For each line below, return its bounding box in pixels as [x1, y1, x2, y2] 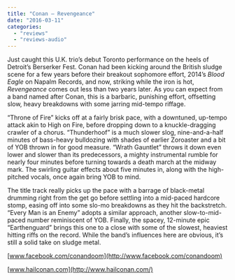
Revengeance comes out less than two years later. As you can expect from [7, 85, 223, 94]
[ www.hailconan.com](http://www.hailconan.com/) [7, 265, 154, 274]
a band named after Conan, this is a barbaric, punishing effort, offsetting [7, 92, 216, 101]
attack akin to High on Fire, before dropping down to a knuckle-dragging [7, 121, 216, 129]
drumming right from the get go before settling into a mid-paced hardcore [7, 193, 220, 202]
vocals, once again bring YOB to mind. [30, 172, 141, 182]
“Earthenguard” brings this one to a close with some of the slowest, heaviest [7, 223, 228, 232]
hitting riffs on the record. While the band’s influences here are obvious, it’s [7, 231, 224, 240]
